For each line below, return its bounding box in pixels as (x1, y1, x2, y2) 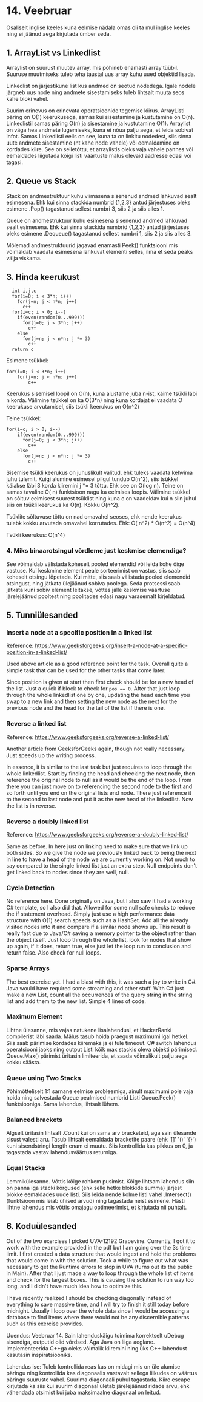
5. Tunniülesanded (6, 610, 78, 621)
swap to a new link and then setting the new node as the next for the (6, 698, 178, 705)
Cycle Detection (6, 883, 55, 892)
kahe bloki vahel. (6, 95, 48, 102)
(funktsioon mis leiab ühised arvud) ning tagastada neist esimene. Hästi (6, 1197, 185, 1204)
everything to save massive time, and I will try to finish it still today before (6, 1301, 190, 1308)
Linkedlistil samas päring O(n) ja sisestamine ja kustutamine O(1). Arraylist (6, 120, 191, 127)
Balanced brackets (6, 1115, 62, 1124)
